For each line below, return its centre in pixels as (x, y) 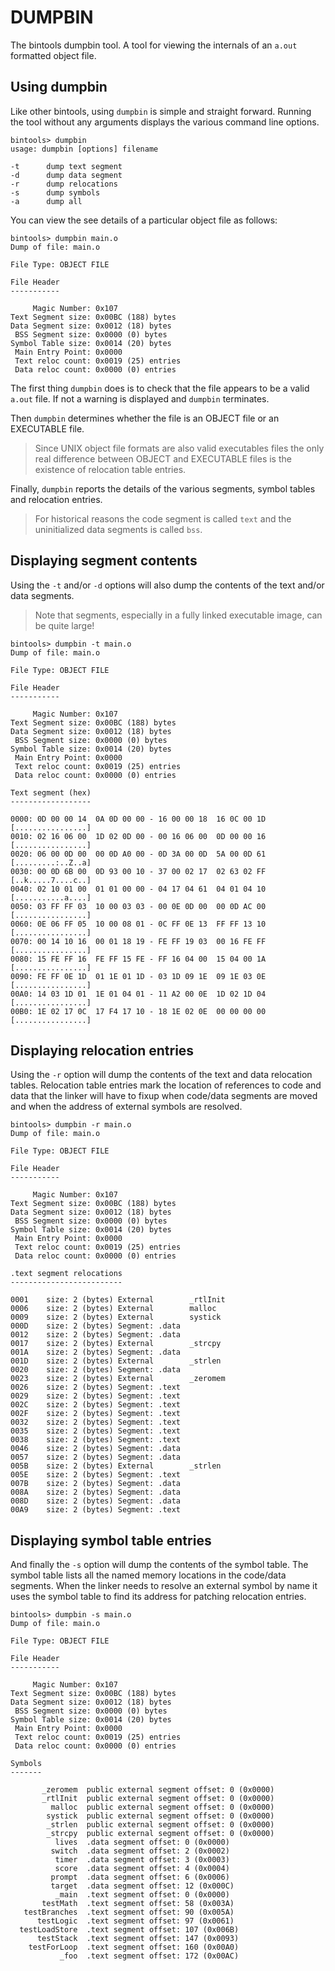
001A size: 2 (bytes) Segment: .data (96, 1352)
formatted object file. (53, 55)
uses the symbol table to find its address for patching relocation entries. (158, 1597)
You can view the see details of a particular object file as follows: (144, 220)
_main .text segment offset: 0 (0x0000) (142, 1895)
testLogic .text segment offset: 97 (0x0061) (135, 1921)
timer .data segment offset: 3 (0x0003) (142, 1860)
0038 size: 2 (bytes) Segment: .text (96, 1440)
